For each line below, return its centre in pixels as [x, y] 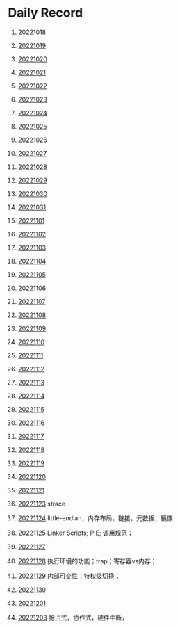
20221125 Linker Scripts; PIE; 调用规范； [76, 533]
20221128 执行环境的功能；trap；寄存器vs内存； [87, 561]
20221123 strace [42, 504]
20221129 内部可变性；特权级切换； [69, 576]
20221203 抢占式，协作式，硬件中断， [73, 618]
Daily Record [46, 13]
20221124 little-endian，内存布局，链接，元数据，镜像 [95, 518]
